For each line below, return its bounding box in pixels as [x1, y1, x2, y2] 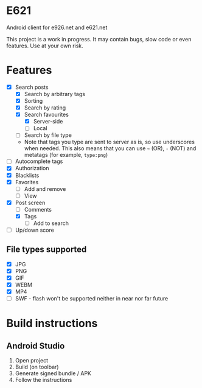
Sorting [24, 97, 43, 104]
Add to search [33, 220, 69, 227]
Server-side [33, 118, 63, 125]
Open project [15, 357, 49, 364]
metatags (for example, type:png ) [24, 151, 108, 159]
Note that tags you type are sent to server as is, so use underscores [24, 138, 195, 146]
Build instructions [6, 317, 98, 330]
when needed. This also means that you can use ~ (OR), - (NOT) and [24, 145, 197, 152]
